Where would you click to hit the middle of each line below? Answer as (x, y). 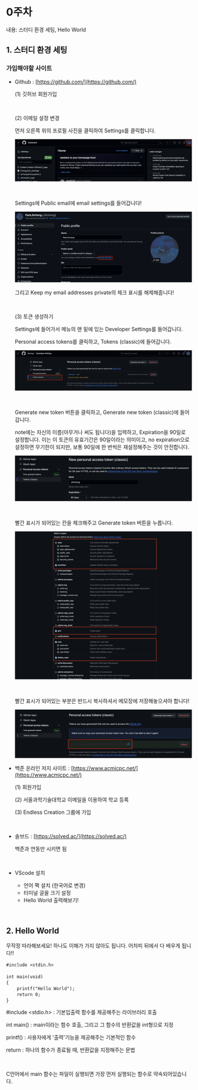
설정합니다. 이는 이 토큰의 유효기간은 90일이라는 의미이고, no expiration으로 (102, 440)
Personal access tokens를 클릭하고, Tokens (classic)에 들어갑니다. (93, 342)
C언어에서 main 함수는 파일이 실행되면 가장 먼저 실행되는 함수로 (79, 1074)
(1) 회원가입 (28, 787)
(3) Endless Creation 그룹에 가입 (53, 812)
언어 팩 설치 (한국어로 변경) (55, 885)
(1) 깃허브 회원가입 (36, 94)
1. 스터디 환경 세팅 (37, 50)
